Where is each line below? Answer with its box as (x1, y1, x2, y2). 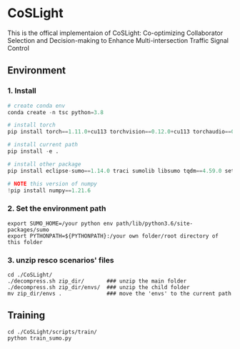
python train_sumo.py (7, 334, 72, 342)
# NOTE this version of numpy (7, 180, 98, 187)
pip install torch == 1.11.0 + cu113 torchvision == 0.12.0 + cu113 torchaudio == (7, 128, 232, 136)
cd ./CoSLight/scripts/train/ (7, 328, 98, 335)
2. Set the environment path (7, 203, 106, 213)
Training (7, 309, 46, 322)
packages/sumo (7, 226, 50, 233)
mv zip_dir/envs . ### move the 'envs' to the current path (7, 290, 232, 297)
